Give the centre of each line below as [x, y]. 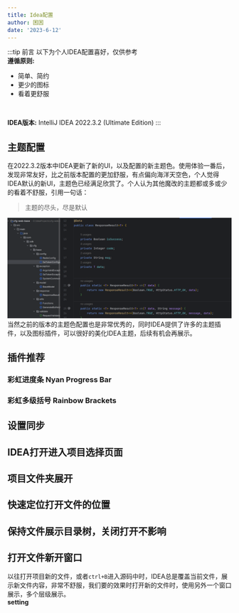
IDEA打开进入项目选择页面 [65, 452]
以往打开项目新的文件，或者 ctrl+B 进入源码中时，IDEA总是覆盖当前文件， [115, 576]
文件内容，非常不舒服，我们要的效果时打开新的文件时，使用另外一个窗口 [126, 585]
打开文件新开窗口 [45, 558]
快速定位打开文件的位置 [59, 505]
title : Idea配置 [30, 15]
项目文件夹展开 [40, 479]
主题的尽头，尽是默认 [56, 208]
